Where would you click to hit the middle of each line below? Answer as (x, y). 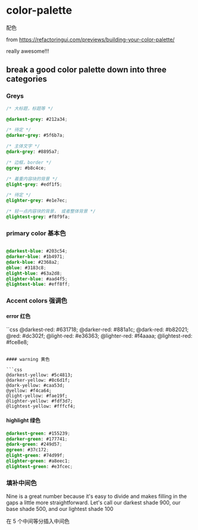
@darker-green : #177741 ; (37, 439)
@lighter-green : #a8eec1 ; (38, 461)
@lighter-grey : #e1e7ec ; (37, 201)
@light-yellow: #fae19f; (37, 396)
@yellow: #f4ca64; (29, 391)
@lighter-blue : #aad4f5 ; (37, 279)
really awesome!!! (28, 51)
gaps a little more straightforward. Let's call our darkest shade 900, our (93, 503)
